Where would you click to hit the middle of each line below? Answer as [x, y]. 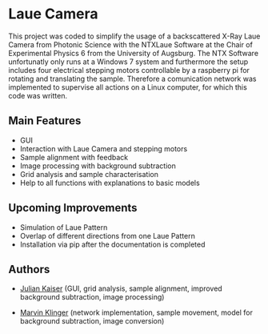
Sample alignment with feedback [74, 157]
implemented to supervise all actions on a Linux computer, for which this [128, 87]
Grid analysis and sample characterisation [89, 174]
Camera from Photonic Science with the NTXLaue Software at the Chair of [131, 44]
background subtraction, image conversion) [92, 321]
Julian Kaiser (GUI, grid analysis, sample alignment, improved [121, 288]
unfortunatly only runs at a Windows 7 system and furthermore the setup [128, 62]
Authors [29, 269]
